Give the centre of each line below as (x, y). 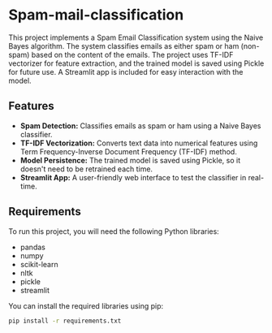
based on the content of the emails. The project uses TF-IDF (132, 54)
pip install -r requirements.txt (65, 321)
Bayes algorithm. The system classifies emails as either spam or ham (124, 45)
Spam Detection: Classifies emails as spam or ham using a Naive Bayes (140, 125)
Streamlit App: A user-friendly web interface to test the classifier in (133, 177)
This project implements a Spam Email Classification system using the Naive (136, 37)
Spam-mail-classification (96, 15)
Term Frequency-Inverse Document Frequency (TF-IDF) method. (128, 151)
